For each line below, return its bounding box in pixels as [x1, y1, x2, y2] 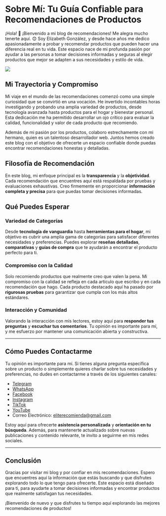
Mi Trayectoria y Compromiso [5, 80, 98, 89]
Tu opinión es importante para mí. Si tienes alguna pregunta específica [5, 360, 149, 367]
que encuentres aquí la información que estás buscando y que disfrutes [5, 475, 152, 481]
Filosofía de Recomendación [5, 159, 95, 168]
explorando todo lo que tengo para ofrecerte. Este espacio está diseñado [5, 480, 154, 486]
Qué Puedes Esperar [5, 202, 70, 211]
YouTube [12, 407, 31, 413]
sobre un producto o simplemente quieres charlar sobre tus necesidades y [5, 366, 157, 372]
